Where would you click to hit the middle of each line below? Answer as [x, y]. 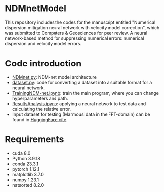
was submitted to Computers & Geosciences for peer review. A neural [76, 33]
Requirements [35, 140]
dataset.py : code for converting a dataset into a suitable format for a [82, 82]
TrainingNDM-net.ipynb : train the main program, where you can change [85, 93]
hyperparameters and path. [40, 98]
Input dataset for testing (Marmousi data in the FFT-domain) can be [81, 114]
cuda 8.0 [21, 153]
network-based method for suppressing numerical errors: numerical [75, 38]
